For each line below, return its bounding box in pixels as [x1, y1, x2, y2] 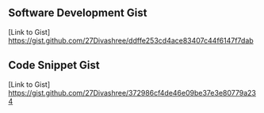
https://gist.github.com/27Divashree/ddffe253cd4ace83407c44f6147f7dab [8, 36, 254, 45]
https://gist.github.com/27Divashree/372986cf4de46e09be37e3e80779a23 [8, 88, 256, 97]
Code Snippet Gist [8, 58, 101, 72]
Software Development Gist [8, 6, 147, 20]
